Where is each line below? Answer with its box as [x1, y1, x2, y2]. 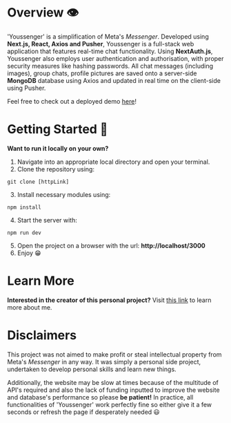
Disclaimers [7, 328, 77, 343]
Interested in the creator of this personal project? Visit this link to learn [7, 296, 212, 304]
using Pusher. [7, 84, 46, 92]
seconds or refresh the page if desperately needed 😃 [7, 408, 160, 416]
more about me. [7, 303, 52, 311]
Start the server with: [17, 216, 77, 224]
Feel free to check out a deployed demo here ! [7, 97, 137, 105]
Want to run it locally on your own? [7, 144, 109, 152]
